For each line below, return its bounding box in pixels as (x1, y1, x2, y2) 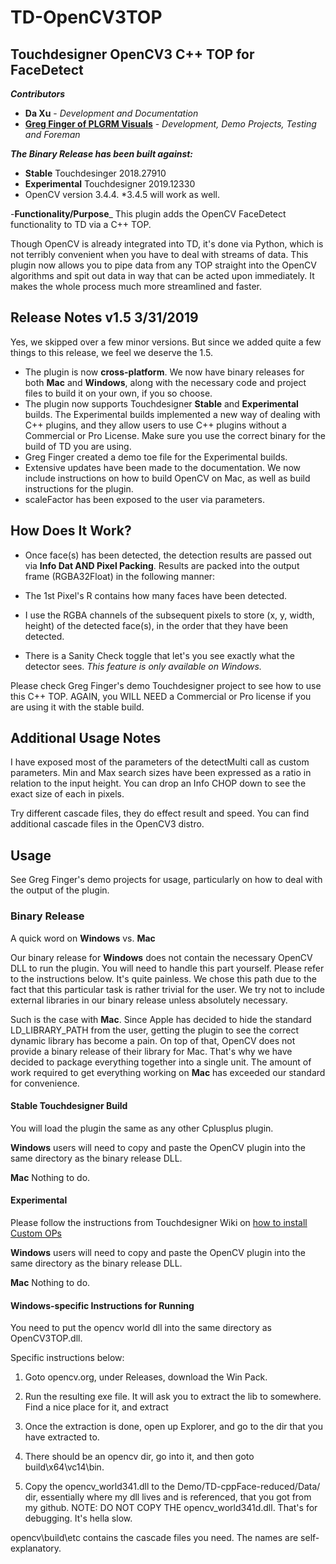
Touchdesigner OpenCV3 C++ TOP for (10, 46, 255, 63)
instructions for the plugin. (24, 482, 134, 495)
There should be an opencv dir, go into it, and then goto (24, 1451, 255, 1463)
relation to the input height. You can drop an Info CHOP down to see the (10, 777, 307, 790)
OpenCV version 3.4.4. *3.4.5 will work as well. (24, 189, 220, 200)
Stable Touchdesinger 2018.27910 (24, 167, 167, 179)
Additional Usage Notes (10, 730, 162, 747)
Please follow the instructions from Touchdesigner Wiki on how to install (10, 1216, 308, 1228)
